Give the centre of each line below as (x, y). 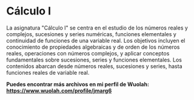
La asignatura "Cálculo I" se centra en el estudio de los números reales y (97, 28)
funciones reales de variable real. (48, 72)
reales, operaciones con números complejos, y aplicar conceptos (88, 53)
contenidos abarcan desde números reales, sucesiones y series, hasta (95, 66)
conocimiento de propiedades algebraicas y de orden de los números (93, 47)
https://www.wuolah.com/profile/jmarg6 (59, 90)
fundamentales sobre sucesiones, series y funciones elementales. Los (94, 60)
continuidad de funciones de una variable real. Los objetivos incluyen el (96, 40)
